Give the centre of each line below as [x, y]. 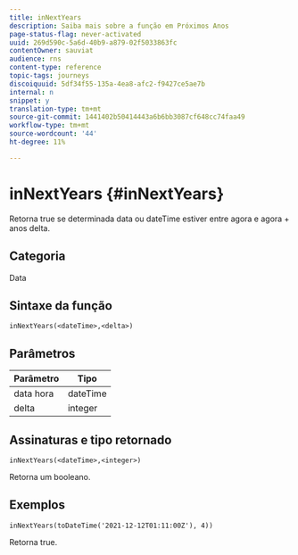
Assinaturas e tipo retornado [91, 439]
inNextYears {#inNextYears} [117, 194]
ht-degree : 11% [37, 142]
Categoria [37, 257]
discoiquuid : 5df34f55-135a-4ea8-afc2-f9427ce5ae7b [107, 84]
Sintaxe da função [61, 306]
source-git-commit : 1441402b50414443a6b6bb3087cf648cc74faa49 [127, 117]
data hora [34, 393]
